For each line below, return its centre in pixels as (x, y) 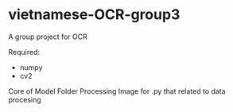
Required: (24, 52)
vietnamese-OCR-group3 (94, 15)
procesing (25, 99)
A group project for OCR (48, 37)
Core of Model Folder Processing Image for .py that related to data (117, 91)
